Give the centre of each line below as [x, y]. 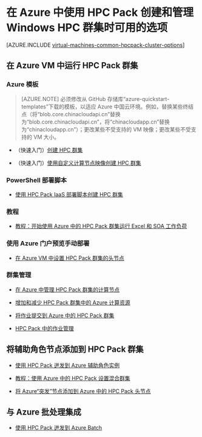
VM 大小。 [46, 137]
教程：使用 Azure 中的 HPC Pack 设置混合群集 [72, 378]
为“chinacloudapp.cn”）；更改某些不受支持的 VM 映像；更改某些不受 [106, 129]
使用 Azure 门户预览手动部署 [48, 243]
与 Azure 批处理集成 [44, 412]
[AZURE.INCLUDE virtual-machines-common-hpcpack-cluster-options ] [96, 45]
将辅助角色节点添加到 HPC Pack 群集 [75, 350]
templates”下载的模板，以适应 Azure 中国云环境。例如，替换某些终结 [107, 107]
